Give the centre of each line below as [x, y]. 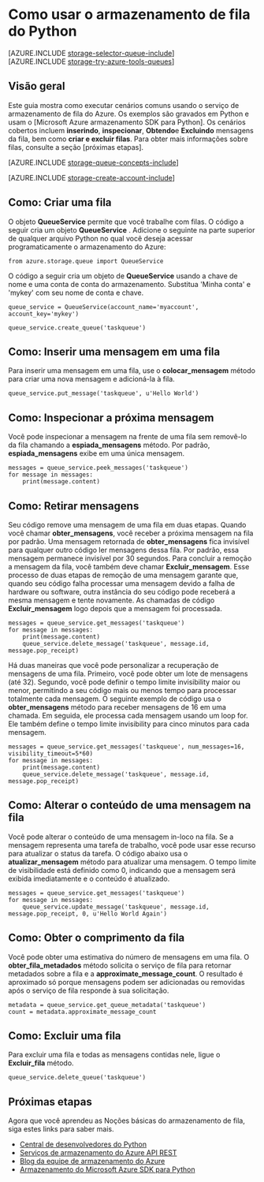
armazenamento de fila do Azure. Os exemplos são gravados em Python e [129, 114]
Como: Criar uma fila [60, 203]
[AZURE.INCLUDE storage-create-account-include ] [92, 177]
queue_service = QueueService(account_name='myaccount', [104, 307]
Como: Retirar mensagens [74, 506]
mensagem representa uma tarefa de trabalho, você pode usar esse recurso [132, 845]
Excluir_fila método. [41, 1063]
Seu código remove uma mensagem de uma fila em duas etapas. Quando [127, 525]
